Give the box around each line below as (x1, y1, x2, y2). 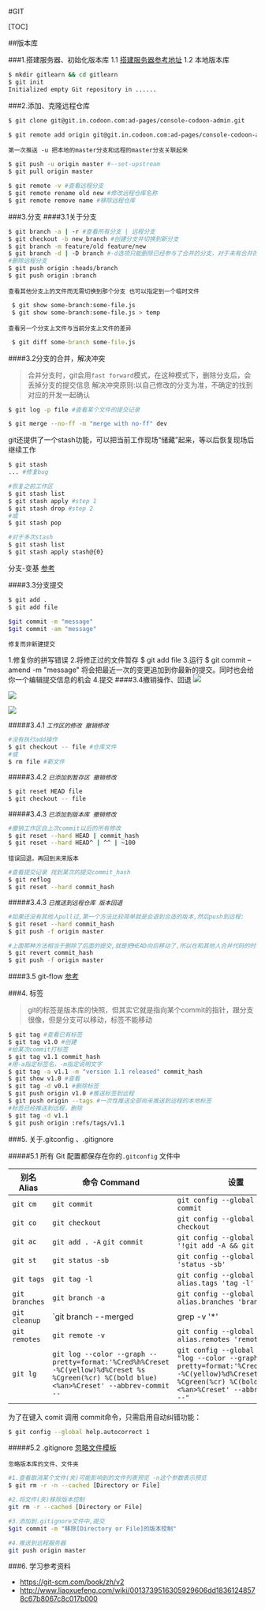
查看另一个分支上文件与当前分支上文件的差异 (8, 324, 132, 332)
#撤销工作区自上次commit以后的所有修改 (8, 824, 121, 832)
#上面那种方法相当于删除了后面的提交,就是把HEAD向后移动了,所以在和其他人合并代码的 (8, 941, 251, 950)
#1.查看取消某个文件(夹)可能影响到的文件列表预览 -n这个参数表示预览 (8, 1474, 207, 1482)
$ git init (8, 78, 44, 86)
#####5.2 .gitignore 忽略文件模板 (8, 1443, 117, 1452)
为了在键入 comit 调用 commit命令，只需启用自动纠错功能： (8, 1412, 202, 1421)
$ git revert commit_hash (8, 949, 93, 957)
